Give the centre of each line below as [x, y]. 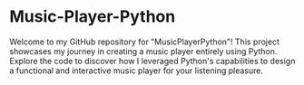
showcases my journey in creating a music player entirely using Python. [143, 51]
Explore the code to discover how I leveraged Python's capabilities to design [152, 61]
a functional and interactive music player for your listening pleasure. [137, 71]
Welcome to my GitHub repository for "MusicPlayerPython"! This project [144, 42]
